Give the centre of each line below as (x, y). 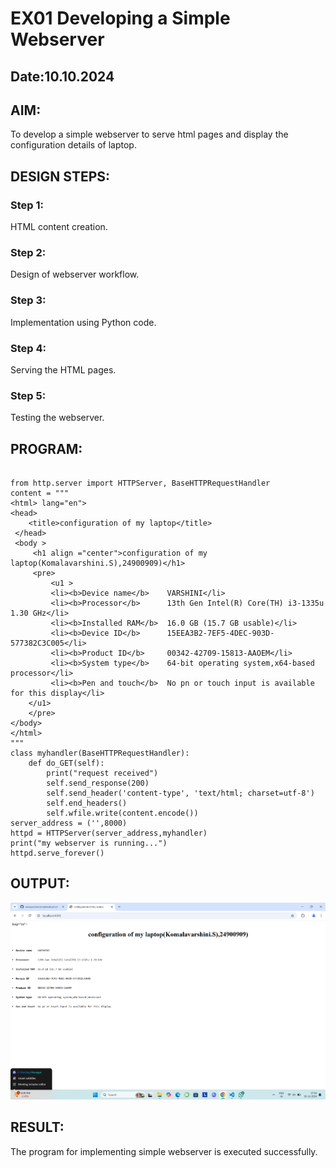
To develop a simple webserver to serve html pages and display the (149, 134)
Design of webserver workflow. (75, 274)
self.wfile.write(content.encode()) (122, 813)
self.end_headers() (87, 803)
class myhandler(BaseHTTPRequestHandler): (100, 753)
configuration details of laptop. (73, 145)
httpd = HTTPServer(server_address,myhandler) (109, 833)
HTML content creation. (59, 227)
